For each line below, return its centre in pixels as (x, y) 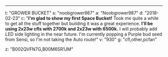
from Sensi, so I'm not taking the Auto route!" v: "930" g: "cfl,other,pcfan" (81, 39)
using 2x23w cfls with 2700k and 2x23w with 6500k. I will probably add (81, 29)
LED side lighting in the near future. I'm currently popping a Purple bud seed (84, 34)
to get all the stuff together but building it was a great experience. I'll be (79, 23)
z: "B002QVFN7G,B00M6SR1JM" (39, 49)
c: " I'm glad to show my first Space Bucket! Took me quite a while (90, 18)
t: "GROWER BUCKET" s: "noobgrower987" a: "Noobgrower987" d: (74, 13)
